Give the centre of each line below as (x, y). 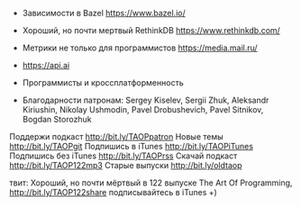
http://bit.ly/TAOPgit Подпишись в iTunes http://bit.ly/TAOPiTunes (132, 146)
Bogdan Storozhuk (57, 119)
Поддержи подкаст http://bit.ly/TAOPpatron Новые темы (116, 137)
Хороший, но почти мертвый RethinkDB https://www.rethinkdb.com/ (151, 30)
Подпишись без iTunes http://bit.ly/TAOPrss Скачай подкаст (123, 156)
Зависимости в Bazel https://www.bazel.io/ (104, 13)
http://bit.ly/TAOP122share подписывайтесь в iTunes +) (114, 192)
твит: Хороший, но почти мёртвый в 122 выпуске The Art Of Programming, (151, 183)
